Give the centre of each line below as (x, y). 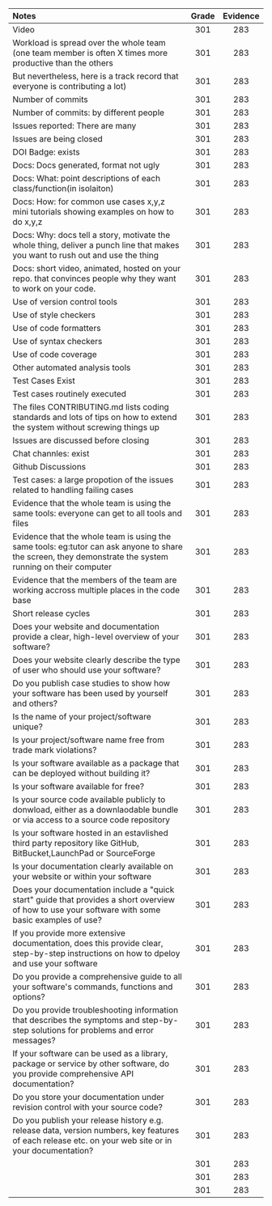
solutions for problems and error (92, 1030)
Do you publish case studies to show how (91, 683)
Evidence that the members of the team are (95, 580)
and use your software (55, 964)
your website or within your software (82, 876)
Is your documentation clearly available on (93, 866)
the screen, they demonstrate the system (90, 556)
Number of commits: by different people (88, 113)
